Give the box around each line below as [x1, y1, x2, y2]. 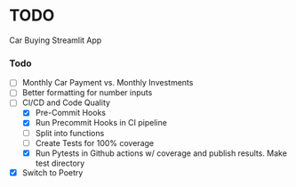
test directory [35, 158, 85, 168]
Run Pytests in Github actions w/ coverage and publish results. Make [35, 148, 287, 159]
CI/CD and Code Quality [21, 97, 111, 108]
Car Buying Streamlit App [9, 35, 102, 45]
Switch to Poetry [21, 167, 84, 178]
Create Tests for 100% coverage [35, 137, 154, 148]
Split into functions [35, 127, 105, 138]
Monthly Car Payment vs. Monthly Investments [21, 77, 194, 88]
